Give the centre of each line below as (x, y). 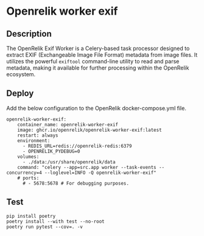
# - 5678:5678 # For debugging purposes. (76, 183)
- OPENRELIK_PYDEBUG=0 (51, 151)
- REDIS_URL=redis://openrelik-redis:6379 (77, 146)
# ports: (28, 178)
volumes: (28, 157)
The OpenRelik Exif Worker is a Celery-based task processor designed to (98, 48)
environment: (34, 141)
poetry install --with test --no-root (55, 221)
